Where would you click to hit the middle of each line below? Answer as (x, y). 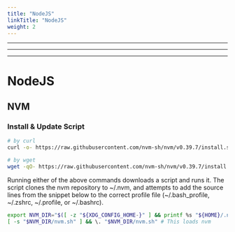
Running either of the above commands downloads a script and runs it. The (116, 180)
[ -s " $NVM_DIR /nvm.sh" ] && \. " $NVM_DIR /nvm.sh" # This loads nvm (109, 222)
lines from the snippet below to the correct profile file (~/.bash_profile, (108, 195)
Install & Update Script (46, 126)
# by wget (22, 160)
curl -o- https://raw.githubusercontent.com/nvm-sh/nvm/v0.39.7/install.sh (120, 147)
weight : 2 (22, 27)
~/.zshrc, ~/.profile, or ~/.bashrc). (55, 202)
